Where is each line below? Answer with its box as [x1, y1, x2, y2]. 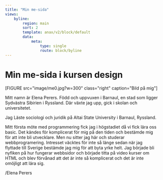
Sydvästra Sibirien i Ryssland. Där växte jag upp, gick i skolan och [5, 100, 138, 106]
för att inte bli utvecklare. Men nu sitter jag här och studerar [5, 135, 125, 140]
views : [5, 12, 19, 17]
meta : [31, 39, 42, 44]
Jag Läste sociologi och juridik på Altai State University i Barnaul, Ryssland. [5, 114, 157, 120]
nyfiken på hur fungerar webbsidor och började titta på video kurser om [5, 150, 150, 156]
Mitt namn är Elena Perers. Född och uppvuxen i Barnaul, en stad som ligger [5, 95, 158, 101]
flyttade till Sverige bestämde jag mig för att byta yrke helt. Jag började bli [5, 145, 155, 151]
